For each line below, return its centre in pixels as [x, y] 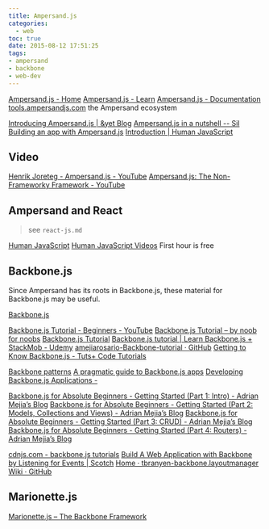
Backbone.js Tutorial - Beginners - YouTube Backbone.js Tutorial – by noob [133, 330]
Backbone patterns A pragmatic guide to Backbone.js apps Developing [126, 372]
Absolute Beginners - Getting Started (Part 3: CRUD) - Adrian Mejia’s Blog [130, 422]
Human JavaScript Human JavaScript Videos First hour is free [112, 246]
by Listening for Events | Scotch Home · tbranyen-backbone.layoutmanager [134, 463]
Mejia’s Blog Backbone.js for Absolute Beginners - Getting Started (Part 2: [131, 405]
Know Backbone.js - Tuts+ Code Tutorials [77, 356]
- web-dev [25, 76]
